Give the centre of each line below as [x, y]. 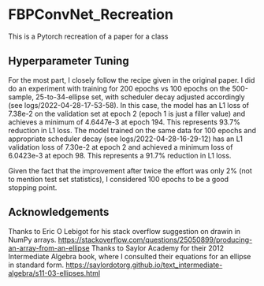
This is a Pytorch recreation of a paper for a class [88, 36]
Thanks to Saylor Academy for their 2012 [158, 248]
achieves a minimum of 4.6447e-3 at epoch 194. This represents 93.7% [124, 122]
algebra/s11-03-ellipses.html [54, 273]
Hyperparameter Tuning [69, 61]
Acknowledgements [59, 212]
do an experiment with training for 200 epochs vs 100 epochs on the [119, 88]
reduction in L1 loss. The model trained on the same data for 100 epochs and [132, 130]
